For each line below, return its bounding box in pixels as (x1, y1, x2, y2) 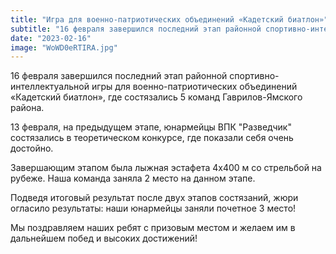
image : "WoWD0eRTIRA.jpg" (10, 42, 118, 53)
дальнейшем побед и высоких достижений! (10, 232, 198, 245)
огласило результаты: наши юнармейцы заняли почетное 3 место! (10, 202, 297, 215)
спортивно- (229, 70, 280, 82)
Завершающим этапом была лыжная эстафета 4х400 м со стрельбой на (10, 162, 322, 174)
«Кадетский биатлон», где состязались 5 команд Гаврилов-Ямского (10, 91, 303, 103)
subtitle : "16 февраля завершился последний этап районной (10, 24, 262, 34)
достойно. (10, 142, 54, 155)
